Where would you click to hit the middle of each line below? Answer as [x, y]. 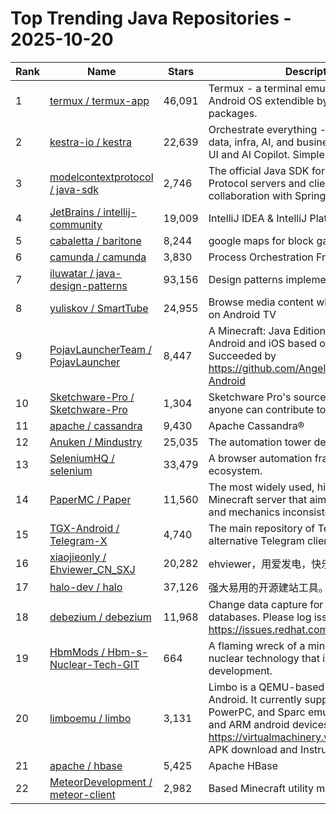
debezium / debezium [100, 617]
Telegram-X [78, 540]
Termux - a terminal [255, 88]
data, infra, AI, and [251, 142]
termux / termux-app [99, 100]
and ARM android [249, 724]
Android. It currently [255, 699]
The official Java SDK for [266, 170]
